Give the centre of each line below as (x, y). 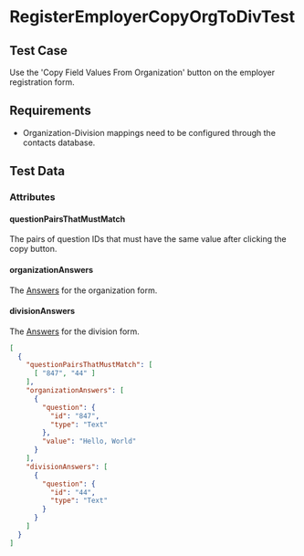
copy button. (33, 249)
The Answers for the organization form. (84, 290)
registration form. (42, 82)
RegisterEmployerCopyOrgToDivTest (152, 17)
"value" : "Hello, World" (89, 441)
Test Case (39, 51)
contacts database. (59, 142)
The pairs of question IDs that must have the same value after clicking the (148, 239)
